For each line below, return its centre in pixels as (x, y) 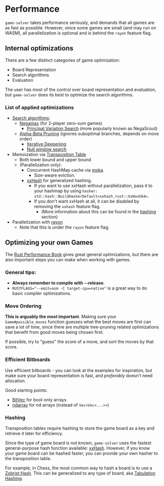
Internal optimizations (39, 48)
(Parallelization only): (41, 165)
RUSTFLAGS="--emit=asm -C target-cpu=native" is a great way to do (80, 288)
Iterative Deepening (47, 144)
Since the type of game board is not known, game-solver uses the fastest (78, 443)
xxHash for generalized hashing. (59, 181)
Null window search (47, 149)
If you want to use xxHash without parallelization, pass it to (93, 186)
